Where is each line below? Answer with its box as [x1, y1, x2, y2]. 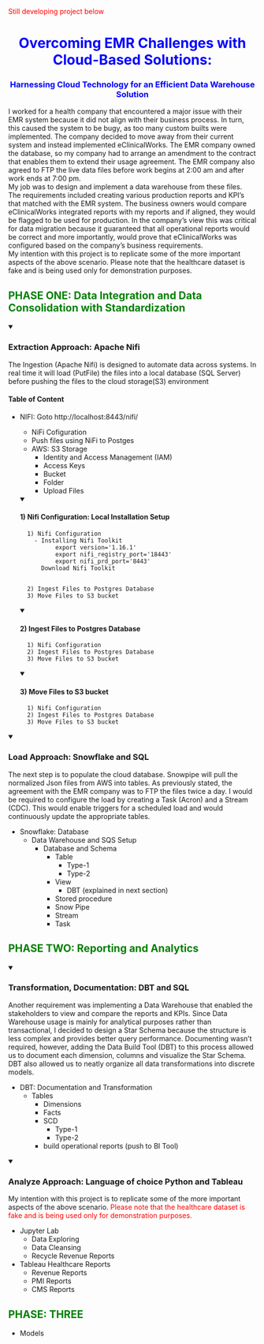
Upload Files [43, 486, 84, 495]
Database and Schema [43, 843, 117, 853]
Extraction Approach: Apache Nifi [8, 342, 140, 353]
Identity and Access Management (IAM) [43, 452, 173, 462]
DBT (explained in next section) [66, 885, 169, 895]
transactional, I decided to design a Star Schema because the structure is [8, 1025, 247, 1035]
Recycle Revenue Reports [31, 1251, 115, 1260]
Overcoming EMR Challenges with [18, 35, 247, 52]
